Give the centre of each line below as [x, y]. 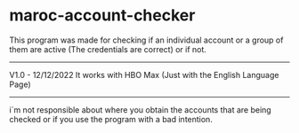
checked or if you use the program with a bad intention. [111, 119]
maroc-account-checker [102, 16]
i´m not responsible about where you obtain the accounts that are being [140, 110]
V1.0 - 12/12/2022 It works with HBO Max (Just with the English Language [144, 74]
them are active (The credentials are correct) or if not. [108, 49]
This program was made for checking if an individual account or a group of [146, 40]
